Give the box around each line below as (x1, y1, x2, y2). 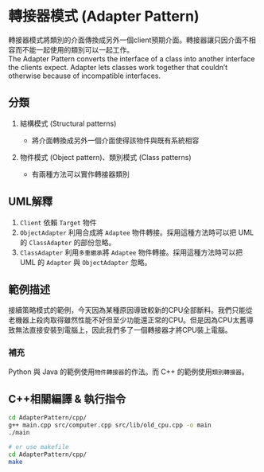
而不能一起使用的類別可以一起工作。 (14, 45, 134, 54)
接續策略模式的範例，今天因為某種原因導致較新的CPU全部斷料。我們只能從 (8, 306, 253, 315)
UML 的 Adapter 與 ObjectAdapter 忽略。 (19, 257, 152, 267)
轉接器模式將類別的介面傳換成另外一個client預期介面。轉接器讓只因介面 (8, 35, 243, 45)
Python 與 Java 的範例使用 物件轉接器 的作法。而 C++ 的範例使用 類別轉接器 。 (8, 367, 249, 376)
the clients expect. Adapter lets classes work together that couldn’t (8, 62, 228, 72)
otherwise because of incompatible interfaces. (8, 71, 161, 80)
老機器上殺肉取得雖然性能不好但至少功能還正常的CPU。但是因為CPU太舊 (8, 315, 247, 325)
